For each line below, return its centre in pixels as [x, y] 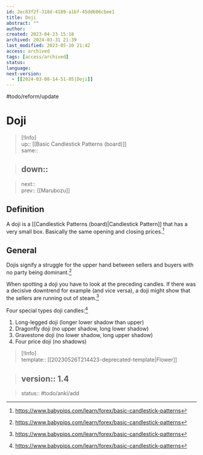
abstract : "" [23, 23]
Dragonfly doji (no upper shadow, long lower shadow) [82, 329]
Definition [25, 209]
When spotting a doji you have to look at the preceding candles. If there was [101, 284]
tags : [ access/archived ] [37, 57]
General [22, 250]
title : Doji [21, 18]
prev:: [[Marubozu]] [46, 190]
